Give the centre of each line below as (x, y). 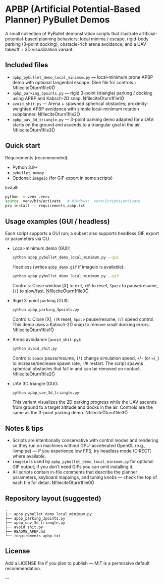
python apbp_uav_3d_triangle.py (46, 393)
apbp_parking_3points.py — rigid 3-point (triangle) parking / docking (82, 93)
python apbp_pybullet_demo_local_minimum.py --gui (66, 257)
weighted (22, 109)
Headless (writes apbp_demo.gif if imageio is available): (68, 267)
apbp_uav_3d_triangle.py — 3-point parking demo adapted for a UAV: (83, 119)
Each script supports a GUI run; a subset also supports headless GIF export (82, 233)
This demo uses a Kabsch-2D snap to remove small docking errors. (81, 324)
